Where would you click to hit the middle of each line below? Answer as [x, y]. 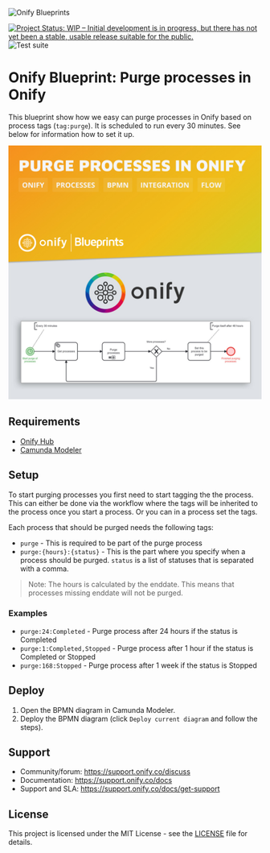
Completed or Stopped [58, 656]
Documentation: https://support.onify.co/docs [96, 781]
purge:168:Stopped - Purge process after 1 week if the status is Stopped [138, 665]
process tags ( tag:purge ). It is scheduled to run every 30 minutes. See [125, 126]
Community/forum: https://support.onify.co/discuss [105, 772]
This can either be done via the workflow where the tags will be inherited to [133, 503]
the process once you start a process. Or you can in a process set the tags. [133, 511]
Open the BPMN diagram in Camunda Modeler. [98, 710]
